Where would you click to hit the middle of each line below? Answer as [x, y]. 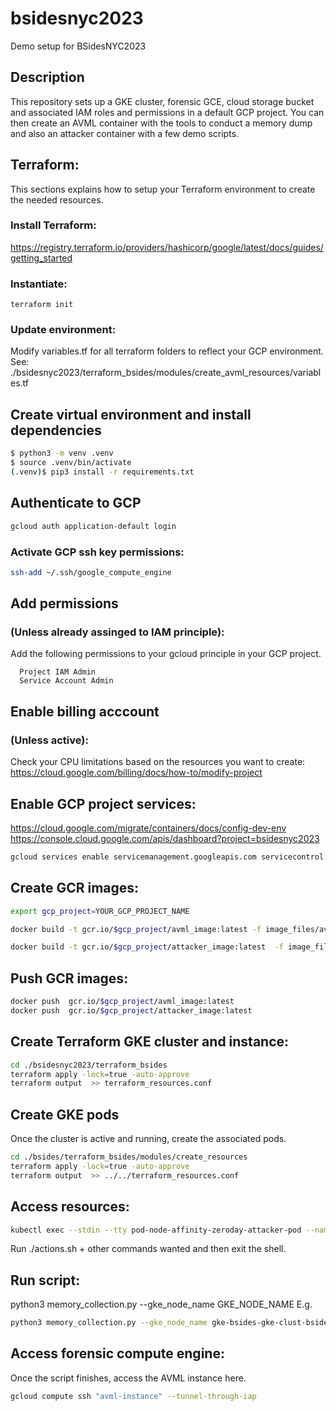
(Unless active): [49, 740]
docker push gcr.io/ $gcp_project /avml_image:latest [122, 1002]
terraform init [42, 305]
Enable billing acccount [85, 711]
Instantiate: [39, 284]
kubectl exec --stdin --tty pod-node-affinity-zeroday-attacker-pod [156, 1230]
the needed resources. [57, 199]
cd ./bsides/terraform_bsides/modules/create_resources [129, 1157]
